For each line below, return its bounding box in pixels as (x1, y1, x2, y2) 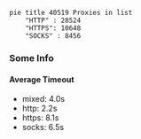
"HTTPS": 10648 (25, 24, 82, 33)
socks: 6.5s (21, 122, 65, 133)
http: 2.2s (21, 103, 58, 114)
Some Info (9, 51, 55, 64)
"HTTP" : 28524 (25, 16, 82, 25)
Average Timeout (9, 73, 74, 84)
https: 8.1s (21, 112, 59, 123)
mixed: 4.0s (21, 94, 65, 104)
